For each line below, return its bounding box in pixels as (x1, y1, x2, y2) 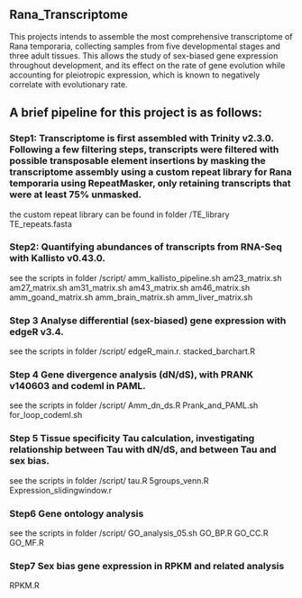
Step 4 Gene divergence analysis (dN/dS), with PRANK (9, 368, 254, 381)
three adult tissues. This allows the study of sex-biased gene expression (9, 50, 279, 61)
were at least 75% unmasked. (9, 188, 142, 201)
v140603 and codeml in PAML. (9, 380, 146, 393)
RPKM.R (9, 580, 41, 591)
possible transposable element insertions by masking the (9, 155, 266, 168)
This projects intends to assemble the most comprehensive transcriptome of (9, 31, 293, 41)
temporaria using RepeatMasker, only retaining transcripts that (9, 177, 291, 190)
